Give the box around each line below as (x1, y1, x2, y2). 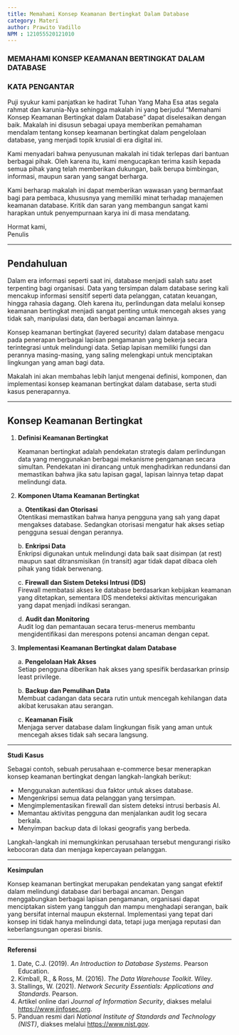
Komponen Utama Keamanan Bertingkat (17, 492, 140, 500)
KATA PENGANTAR (7, 82, 75, 92)
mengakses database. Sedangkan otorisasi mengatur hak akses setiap (17, 521, 225, 529)
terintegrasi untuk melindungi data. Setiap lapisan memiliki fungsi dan (7, 343, 211, 352)
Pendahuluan (7, 257, 68, 269)
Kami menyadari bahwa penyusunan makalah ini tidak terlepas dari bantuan (7, 150, 229, 158)
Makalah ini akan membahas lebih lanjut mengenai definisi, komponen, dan (7, 372, 228, 381)
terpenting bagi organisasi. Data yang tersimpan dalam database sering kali (7, 284, 229, 293)
